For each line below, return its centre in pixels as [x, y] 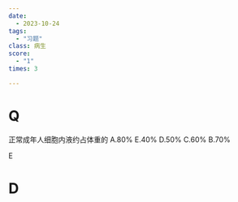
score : [19, 54]
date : [17, 16]
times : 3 [23, 69]
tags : [17, 31]
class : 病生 [27, 46]
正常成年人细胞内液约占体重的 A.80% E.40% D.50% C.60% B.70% [120, 140]
